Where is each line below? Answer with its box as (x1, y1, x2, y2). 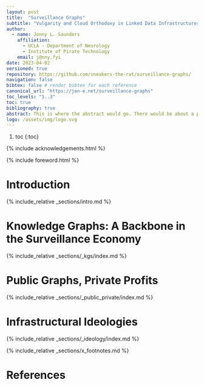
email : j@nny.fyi (17, 54, 61, 60)
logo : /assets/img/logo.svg (6, 116, 78, 122)
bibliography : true (6, 105, 56, 111)
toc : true (6, 99, 32, 105)
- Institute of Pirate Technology (22, 49, 110, 55)
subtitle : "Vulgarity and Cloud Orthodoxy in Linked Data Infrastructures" (6, 20, 202, 26)
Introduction (6, 178, 70, 192)
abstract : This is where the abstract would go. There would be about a (6, 111, 194, 117)
